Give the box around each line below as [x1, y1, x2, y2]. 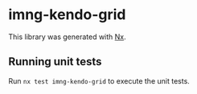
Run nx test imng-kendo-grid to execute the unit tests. [8, 76, 191, 85]
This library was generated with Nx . [8, 32, 126, 41]
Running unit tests [8, 55, 102, 69]
